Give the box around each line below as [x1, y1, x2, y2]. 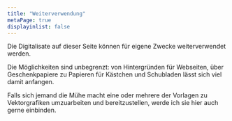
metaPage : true [7, 17, 52, 24]
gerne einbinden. [7, 106, 57, 115]
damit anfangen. [7, 78, 55, 86]
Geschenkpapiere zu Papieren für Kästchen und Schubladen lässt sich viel [7, 70, 222, 79]
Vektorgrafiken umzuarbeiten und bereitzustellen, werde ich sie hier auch [7, 99, 219, 107]
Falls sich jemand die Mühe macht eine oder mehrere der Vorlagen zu [7, 91, 208, 99]
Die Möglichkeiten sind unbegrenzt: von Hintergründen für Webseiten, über [7, 63, 224, 72]
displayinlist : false [7, 23, 71, 30]
